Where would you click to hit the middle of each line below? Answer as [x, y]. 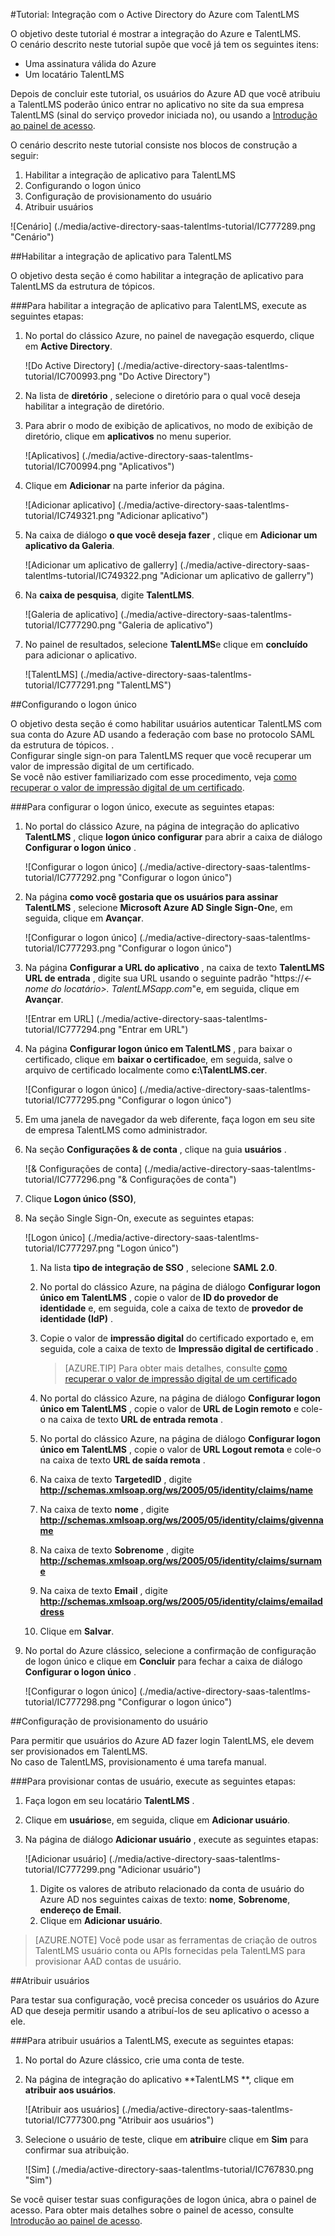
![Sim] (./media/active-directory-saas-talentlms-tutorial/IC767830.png [169, 2169]
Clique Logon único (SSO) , [80, 1198]
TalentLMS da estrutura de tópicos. [83, 286]
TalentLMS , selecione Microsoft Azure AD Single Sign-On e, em [158, 907]
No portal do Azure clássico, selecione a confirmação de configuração [170, 1650]
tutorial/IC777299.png [70, 1869]
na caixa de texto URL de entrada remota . [135, 1419]
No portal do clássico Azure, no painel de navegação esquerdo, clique [169, 335]
